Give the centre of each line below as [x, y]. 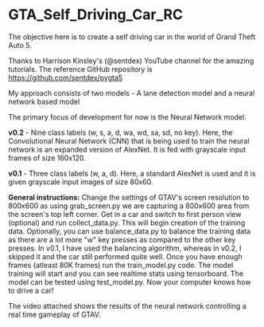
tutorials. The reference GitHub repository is [80, 69]
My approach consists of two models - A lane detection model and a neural [132, 93]
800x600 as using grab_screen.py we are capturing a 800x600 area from [129, 206]
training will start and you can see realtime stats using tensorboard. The [126, 274]
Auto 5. [20, 45]
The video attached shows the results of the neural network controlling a [127, 305]
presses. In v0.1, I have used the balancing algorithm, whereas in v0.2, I [125, 248]
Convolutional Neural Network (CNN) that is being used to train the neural [129, 140]
